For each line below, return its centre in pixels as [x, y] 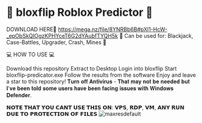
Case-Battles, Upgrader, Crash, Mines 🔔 [56, 42]
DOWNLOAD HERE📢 [32, 29]
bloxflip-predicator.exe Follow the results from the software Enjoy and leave [101, 75]
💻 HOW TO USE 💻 [30, 54]
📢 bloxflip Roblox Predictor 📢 [80, 12]
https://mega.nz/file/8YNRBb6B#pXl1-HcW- [113, 29]
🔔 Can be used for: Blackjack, [156, 35]
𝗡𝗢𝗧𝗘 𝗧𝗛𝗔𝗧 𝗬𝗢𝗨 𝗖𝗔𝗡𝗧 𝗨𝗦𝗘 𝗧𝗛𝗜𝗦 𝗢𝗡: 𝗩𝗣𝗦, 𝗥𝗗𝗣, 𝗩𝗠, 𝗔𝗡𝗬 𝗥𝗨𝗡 [95, 107]
